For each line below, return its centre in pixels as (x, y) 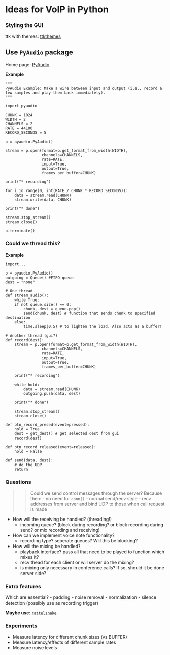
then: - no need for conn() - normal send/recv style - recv (91, 498)
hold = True (27, 429)
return (21, 469)
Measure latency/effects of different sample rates (64, 642)
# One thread (19, 291)
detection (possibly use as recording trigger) (52, 603)
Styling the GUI (24, 25)
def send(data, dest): (29, 460)
